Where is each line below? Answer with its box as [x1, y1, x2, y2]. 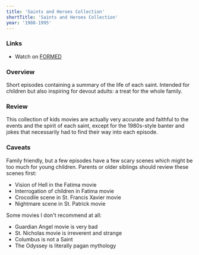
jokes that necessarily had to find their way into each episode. [6, 128, 158, 136]
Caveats [6, 143, 31, 152]
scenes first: [6, 169, 37, 177]
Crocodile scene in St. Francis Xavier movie [14, 194, 122, 201]
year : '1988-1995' [6, 20, 52, 26]
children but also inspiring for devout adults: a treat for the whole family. [6, 87, 182, 95]
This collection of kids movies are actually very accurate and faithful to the [6, 116, 189, 123]
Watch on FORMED [14, 53, 62, 60]
